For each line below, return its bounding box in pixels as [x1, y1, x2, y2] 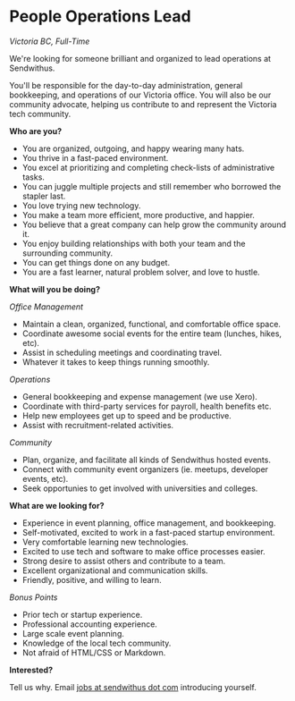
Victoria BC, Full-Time [9, 36, 90, 46]
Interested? [9, 664, 54, 675]
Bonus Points [9, 592, 58, 603]
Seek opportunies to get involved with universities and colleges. [21, 483, 258, 494]
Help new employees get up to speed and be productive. [21, 410, 232, 421]
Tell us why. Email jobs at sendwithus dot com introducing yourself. [9, 681, 257, 692]
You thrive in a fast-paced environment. [21, 152, 169, 163]
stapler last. [21, 190, 66, 201]
